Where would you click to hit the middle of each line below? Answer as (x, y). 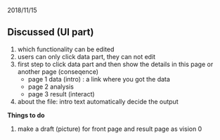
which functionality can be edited (66, 49)
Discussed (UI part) (51, 32)
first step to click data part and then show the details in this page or (115, 64)
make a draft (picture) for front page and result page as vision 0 (110, 129)
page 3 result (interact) (61, 94)
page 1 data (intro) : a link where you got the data (99, 79)
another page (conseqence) (58, 71)
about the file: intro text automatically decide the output (98, 101)
